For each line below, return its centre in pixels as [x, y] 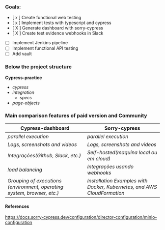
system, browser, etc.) [33, 193]
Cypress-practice [24, 78]
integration [23, 92]
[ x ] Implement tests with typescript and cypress [62, 23]
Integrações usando [110, 167]
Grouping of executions [35, 181]
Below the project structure [39, 67]
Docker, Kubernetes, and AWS [122, 187]
